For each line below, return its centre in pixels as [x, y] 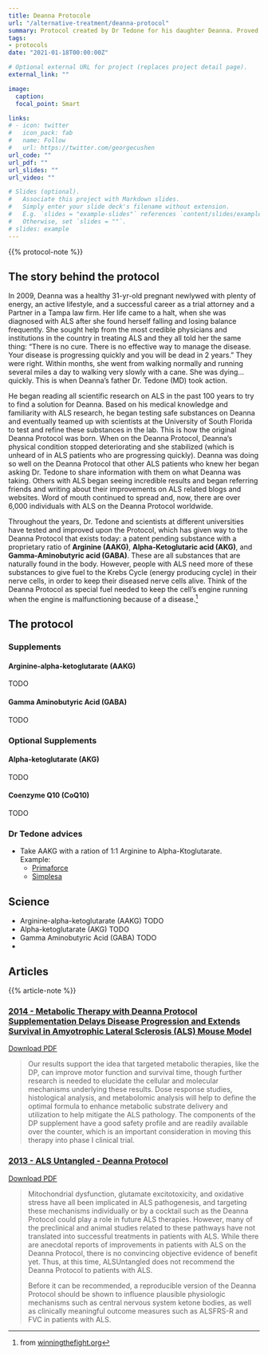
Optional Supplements [53, 740]
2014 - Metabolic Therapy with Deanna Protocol [103, 1011]
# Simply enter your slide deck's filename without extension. [119, 207]
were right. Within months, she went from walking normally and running [126, 364]
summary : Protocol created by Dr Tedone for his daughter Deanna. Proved [134, 30]
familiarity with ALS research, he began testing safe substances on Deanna [132, 413]
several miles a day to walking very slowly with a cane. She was [113, 372]
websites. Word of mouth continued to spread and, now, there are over [124, 498]
